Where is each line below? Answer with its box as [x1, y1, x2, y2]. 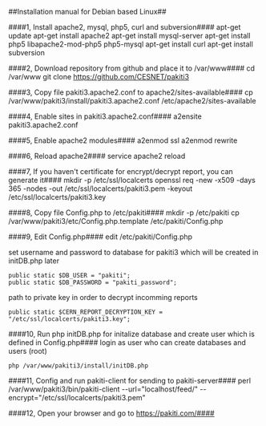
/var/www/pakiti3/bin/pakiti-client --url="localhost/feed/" [8, 384, 199, 394]
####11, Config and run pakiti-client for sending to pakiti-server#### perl [8, 376, 251, 385]
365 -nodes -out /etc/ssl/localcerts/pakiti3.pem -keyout [8, 184, 193, 193]
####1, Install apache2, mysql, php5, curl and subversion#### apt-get [8, 22, 241, 31]
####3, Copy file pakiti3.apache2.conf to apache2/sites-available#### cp [8, 87, 254, 97]
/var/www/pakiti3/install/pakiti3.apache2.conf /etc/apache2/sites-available [8, 96, 256, 105]
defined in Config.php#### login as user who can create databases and [8, 338, 247, 347]
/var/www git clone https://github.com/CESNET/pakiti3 [8, 72, 190, 81]
